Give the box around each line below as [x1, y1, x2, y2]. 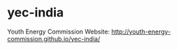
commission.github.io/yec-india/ [7, 34, 101, 42]
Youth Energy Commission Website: [7, 27, 110, 36]
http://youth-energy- [111, 27, 171, 36]
